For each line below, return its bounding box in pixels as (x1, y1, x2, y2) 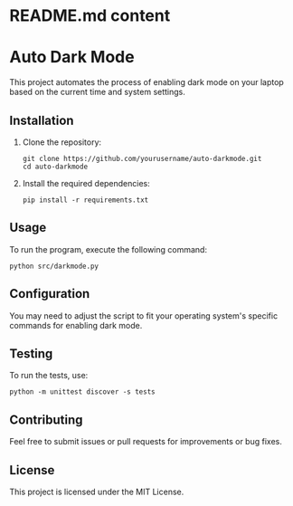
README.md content (9, 5, 171, 26)
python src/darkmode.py (9, 262, 99, 271)
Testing (9, 346, 53, 361)
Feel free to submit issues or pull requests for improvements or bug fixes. (9, 436, 282, 447)
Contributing (9, 412, 83, 427)
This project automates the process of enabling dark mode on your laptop (9, 77, 285, 88)
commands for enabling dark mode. (9, 320, 143, 330)
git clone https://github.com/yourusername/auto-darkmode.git (22, 154, 262, 163)
